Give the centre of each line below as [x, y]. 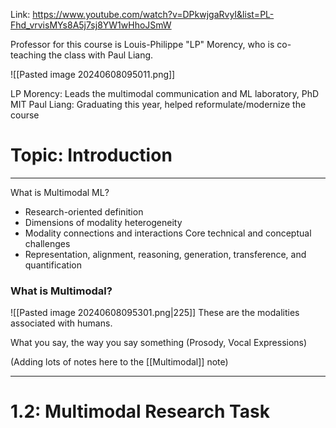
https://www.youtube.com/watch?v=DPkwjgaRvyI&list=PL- [153, 14]
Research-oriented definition [84, 211]
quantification [53, 265]
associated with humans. [61, 323]
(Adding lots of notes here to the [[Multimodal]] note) [119, 362]
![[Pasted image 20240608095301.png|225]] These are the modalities [155, 313]
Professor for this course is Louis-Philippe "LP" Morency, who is [142, 44]
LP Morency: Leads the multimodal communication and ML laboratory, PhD [165, 93]
